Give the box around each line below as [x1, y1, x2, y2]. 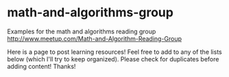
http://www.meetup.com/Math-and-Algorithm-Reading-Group [7, 34, 182, 42]
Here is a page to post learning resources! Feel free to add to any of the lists [7, 48, 222, 56]
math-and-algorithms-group [7, 5, 173, 20]
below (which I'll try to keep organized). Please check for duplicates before [7, 55, 219, 63]
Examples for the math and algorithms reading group [7, 27, 156, 35]
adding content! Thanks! [7, 62, 76, 70]
